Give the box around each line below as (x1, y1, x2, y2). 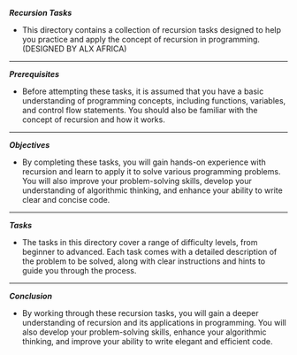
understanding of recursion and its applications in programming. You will (21, 318, 287, 328)
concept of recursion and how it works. (21, 114, 165, 125)
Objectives (9, 140, 50, 150)
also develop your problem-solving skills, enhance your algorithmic (21, 327, 267, 337)
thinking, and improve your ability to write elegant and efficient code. (21, 336, 273, 346)
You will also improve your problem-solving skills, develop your (21, 176, 252, 186)
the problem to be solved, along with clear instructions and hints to (21, 256, 266, 266)
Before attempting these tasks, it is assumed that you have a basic (21, 86, 264, 96)
